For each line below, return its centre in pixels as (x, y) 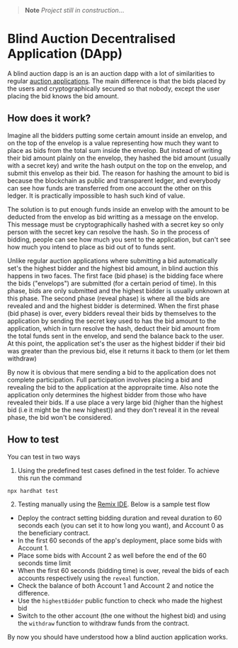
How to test (33, 439)
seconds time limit (44, 563)
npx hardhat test (33, 491)
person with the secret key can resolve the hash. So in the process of (109, 232)
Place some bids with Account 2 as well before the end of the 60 (112, 556)
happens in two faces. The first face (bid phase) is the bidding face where (115, 275)
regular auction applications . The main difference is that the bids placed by (117, 81)
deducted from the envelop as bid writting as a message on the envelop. (113, 217)
